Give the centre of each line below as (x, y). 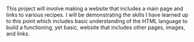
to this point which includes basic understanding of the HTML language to (97, 21)
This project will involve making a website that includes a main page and (95, 9)
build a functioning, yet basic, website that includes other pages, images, (96, 27)
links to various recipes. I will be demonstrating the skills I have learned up (97, 15)
